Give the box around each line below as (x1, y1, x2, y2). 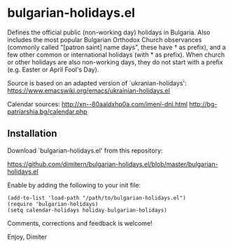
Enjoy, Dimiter (7, 233, 48, 241)
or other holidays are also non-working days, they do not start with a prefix (7, 57, 223, 66)
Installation (7, 128, 57, 139)
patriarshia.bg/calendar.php (7, 107, 87, 116)
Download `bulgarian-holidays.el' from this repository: (7, 146, 163, 155)
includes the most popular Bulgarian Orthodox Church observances (7, 35, 202, 43)
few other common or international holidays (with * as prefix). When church (7, 50, 225, 59)
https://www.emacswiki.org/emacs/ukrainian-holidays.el (7, 86, 170, 95)
